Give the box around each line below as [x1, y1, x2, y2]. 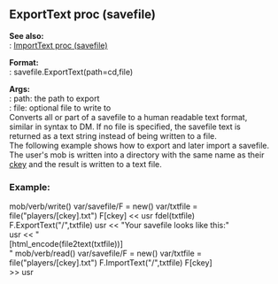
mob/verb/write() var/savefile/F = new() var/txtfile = [9, 201, 198, 211]
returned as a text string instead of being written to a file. [9, 130, 217, 141]
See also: [9, 30, 44, 41]
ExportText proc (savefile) [9, 7, 157, 22]
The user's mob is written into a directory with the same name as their [9, 150, 265, 160]
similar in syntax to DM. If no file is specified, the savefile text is [9, 121, 241, 132]
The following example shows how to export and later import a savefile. [9, 140, 270, 150]
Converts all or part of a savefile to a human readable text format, [9, 111, 248, 122]
